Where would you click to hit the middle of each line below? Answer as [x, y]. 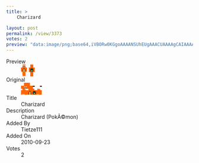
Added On [19, 136]
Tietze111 [32, 129]
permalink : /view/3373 [34, 33]
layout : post [22, 28]
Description [20, 110]
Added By [18, 123]
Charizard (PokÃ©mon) [50, 117]
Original [16, 80]
